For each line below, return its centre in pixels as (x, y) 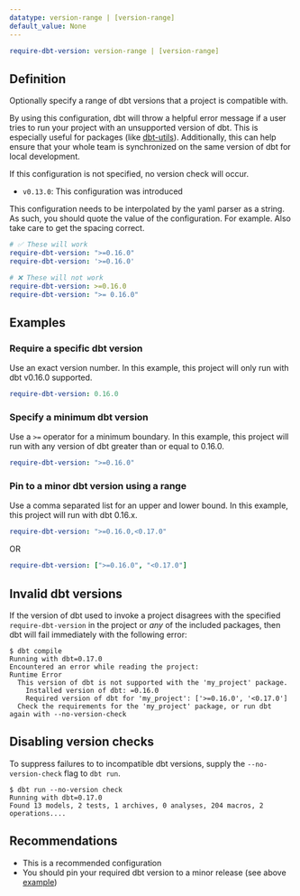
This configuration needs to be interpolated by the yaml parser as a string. (147, 209)
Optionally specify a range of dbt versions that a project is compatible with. (149, 101)
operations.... (38, 813)
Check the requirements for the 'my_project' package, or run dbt (145, 707)
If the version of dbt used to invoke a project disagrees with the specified (145, 615)
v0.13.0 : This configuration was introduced (102, 191)
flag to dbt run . (92, 773)
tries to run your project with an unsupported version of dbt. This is (134, 128)
